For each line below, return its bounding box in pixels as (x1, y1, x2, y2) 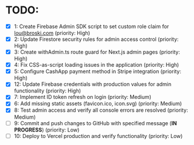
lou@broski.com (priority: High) (13, 30, 90, 36)
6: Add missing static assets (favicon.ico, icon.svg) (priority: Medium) (13, 100, 182, 107)
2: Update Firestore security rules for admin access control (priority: (13, 36, 179, 43)
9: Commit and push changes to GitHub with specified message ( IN (13, 119, 177, 126)
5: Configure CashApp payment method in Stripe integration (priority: (13, 68, 182, 75)
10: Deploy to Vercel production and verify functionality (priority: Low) (13, 132, 183, 139)
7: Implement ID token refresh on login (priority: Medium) (13, 94, 152, 101)
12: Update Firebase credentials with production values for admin (13, 81, 172, 88)
